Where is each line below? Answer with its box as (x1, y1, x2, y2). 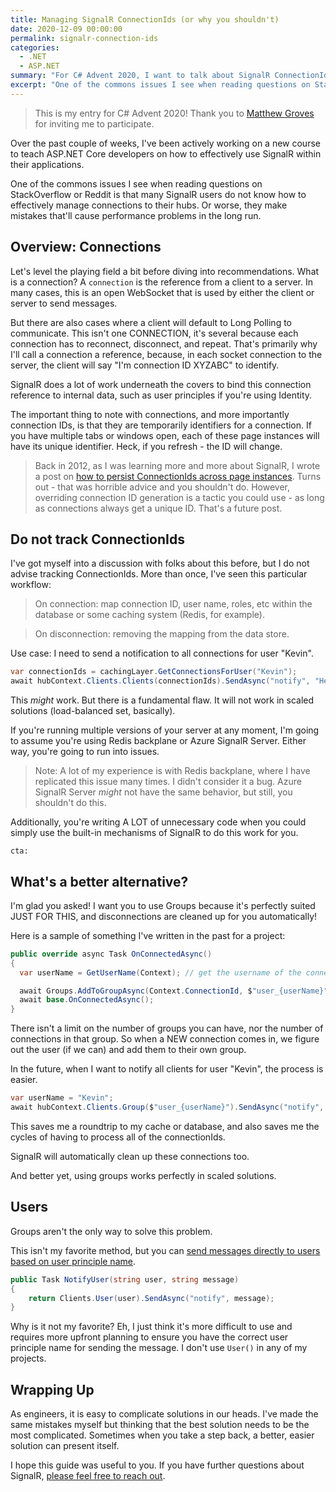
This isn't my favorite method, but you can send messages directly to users (10, 1244, 321, 1256)
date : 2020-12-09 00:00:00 (10, 24, 123, 34)
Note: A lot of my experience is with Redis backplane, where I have (34, 765, 311, 777)
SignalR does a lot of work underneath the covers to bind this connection (10, 378, 312, 390)
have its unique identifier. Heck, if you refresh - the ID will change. (10, 440, 283, 452)
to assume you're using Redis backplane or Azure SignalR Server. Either (10, 735, 307, 747)
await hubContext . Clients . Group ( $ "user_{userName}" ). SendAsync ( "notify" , (10, 1102, 325, 1113)
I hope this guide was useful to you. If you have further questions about (10, 1459, 305, 1471)
